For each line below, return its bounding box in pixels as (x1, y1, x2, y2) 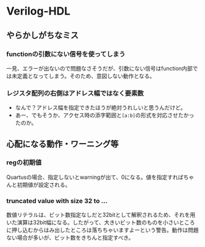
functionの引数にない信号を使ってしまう (6, 50, 126, 58)
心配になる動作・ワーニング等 (6, 139, 119, 149)
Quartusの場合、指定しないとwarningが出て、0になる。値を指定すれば (6, 173, 184, 181)
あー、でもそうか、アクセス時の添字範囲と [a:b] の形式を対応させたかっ (15, 111, 195, 119)
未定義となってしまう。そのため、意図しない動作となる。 (11, 72, 156, 80)
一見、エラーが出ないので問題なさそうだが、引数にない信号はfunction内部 (6, 64, 193, 72)
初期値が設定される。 (16, 181, 71, 188)
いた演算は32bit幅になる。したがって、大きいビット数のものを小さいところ (6, 219, 195, 226)
